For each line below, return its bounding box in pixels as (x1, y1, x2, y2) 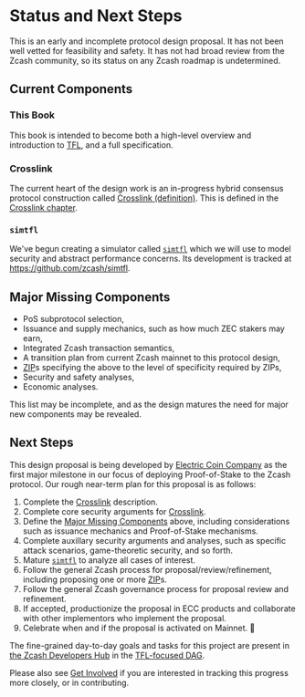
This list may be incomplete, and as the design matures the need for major (9, 399, 289, 411)
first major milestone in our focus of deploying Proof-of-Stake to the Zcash (9, 469, 291, 480)
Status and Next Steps (9, 5, 183, 26)
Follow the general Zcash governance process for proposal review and (22, 583, 289, 594)
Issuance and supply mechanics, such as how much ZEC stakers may (22, 323, 285, 334)
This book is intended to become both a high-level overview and (9, 130, 252, 140)
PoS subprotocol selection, (22, 314, 125, 325)
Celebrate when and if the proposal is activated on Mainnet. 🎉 (22, 622, 256, 633)
